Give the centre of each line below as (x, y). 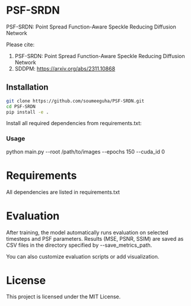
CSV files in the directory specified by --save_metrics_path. (79, 245)
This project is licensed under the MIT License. (63, 297)
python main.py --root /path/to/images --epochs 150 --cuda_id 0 (85, 151)
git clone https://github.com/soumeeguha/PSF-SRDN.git (75, 101)
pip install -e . (28, 112)
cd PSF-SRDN (21, 106)
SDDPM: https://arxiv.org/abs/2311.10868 (65, 68)
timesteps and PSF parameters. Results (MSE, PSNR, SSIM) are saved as (95, 238)
